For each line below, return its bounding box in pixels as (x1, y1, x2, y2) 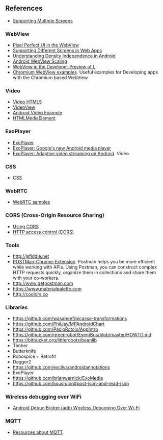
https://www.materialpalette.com (12, 285, 82, 291)
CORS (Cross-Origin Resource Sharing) (5, 212, 104, 219)
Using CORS (12, 223, 39, 229)
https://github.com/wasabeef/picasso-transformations (12, 315, 127, 322)
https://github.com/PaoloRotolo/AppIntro (12, 326, 98, 332)
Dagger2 (12, 359, 32, 365)
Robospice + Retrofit (12, 353, 56, 359)
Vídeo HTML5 (12, 99, 42, 105)
